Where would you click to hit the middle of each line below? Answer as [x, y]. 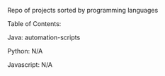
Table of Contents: [34, 24]
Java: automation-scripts [44, 37]
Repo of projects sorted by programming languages [83, 10]
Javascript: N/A [30, 65]
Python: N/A [25, 51]
